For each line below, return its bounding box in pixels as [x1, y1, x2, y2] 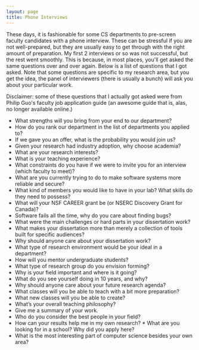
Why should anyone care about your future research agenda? [14, 281, 166, 289]
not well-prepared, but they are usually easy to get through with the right [6, 43, 185, 51]
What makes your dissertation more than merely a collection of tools [14, 224, 183, 232]
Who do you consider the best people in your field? [14, 313, 141, 320]
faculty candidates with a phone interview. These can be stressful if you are [6, 37, 192, 44]
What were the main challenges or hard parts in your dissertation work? [14, 218, 191, 225]
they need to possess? [14, 193, 71, 200]
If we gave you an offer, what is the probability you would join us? [14, 136, 176, 143]
